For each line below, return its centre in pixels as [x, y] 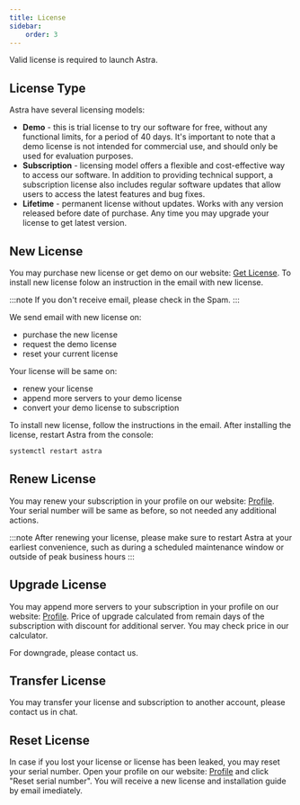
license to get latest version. [75, 223]
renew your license [57, 389]
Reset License [49, 740]
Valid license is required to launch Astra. [84, 60]
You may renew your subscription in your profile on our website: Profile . [142, 501]
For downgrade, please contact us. [74, 652]
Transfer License [57, 680]
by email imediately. [46, 791]
